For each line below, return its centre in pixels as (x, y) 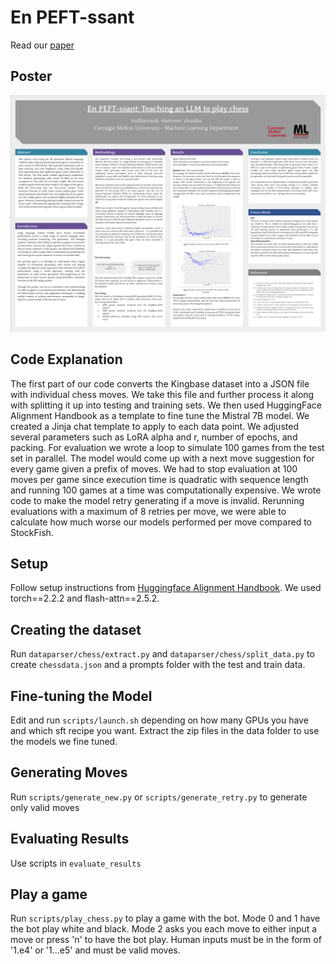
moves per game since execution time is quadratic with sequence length (159, 479)
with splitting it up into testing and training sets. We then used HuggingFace (166, 405)
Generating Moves (69, 772)
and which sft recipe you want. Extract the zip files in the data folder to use (165, 730)
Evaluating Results (70, 839)
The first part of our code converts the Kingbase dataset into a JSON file (160, 383)
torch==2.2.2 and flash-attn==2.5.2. (85, 598)
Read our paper (42, 45)
